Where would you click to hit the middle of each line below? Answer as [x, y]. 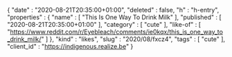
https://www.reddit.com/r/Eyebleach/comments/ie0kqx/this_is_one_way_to [117, 32]
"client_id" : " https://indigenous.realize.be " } [70, 46]
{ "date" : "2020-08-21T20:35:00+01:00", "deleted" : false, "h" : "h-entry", [113, 10]
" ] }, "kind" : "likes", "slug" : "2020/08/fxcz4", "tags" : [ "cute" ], [133, 39]
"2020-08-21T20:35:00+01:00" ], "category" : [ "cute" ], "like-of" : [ [104, 24]
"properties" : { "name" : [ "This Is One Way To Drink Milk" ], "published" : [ [114, 17]
